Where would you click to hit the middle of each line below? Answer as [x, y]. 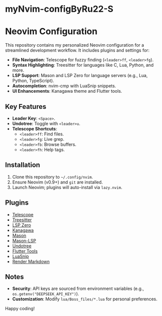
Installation [23, 165]
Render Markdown [31, 262]
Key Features [26, 106]
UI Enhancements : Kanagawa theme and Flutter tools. [67, 91]
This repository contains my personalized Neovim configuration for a [75, 45]
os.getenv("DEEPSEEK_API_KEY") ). [46, 294]
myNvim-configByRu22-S [59, 9]
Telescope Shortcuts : [35, 129]
